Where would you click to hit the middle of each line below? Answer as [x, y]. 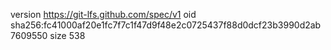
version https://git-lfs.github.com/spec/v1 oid [103, 14]
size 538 [67, 35]
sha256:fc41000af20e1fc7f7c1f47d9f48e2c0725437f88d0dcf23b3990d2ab [166, 25]
